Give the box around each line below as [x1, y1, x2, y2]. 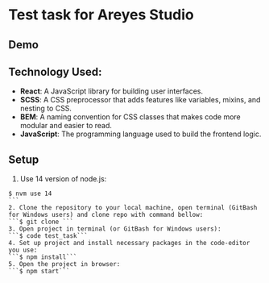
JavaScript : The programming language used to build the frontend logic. [19, 129, 262, 139]
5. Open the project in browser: [8, 260, 121, 268]
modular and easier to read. [19, 121, 113, 131]
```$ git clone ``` [8, 218, 74, 227]
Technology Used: [8, 65, 102, 78]
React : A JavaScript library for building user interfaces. [19, 86, 204, 96]
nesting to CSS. [19, 103, 72, 114]
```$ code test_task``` [8, 232, 89, 240]
